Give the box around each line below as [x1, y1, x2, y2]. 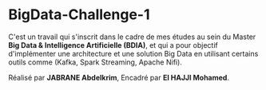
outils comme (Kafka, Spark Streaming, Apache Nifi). [8, 57, 182, 67]
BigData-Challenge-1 [8, 6, 150, 24]
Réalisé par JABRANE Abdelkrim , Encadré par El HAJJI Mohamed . [8, 72, 230, 82]
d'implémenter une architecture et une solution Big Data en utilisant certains [8, 49, 259, 58]
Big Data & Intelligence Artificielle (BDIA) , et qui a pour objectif [8, 40, 218, 49]
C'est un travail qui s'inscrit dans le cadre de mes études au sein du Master [8, 32, 256, 41]
